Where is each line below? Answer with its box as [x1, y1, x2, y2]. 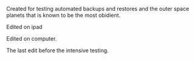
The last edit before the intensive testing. [6, 47, 109, 54]
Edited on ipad [6, 24, 43, 30]
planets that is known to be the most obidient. [6, 12, 121, 19]
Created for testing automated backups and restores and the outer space [6, 5, 190, 12]
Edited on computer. [6, 35, 57, 42]
